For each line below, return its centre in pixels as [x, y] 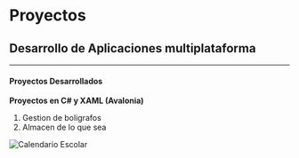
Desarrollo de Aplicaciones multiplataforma [133, 48]
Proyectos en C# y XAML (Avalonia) [77, 101]
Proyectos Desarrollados [56, 81]
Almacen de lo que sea [64, 127]
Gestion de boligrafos [62, 118]
